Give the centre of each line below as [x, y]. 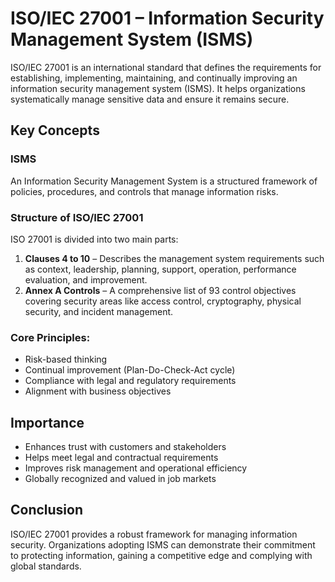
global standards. [46, 566]
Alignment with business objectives [98, 391]
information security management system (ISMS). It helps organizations [158, 88]
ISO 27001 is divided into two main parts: [94, 239]
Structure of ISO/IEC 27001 [77, 217]
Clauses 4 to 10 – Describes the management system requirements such [174, 258]
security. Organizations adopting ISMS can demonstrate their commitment [163, 544]
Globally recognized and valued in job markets [120, 479]
